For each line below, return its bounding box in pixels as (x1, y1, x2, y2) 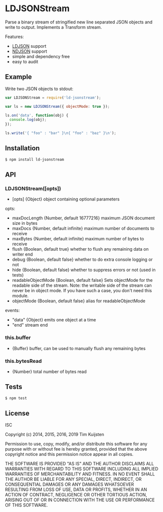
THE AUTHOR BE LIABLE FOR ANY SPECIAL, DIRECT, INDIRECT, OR (5, 476, 142, 482)
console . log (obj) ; (9, 118, 47, 122)
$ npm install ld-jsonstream (5, 157, 64, 162)
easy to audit (12, 59, 38, 64)
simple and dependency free (12, 53, 70, 59)
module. (12, 293, 29, 299)
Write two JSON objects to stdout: (5, 86, 73, 92)
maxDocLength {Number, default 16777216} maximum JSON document (12, 215, 155, 221)
